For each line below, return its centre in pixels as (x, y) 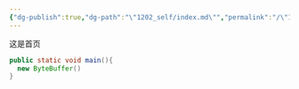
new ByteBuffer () (49, 68)
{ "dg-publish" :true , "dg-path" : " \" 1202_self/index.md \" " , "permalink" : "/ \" (149, 17)
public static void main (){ (61, 60)
